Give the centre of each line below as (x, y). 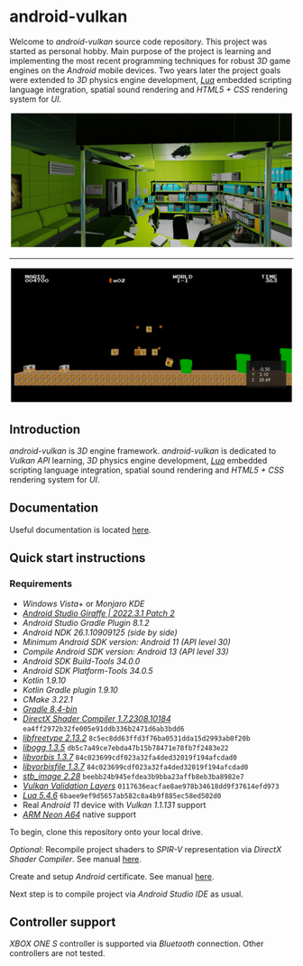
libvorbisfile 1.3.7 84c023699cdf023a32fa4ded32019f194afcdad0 (135, 766)
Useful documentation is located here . (80, 529)
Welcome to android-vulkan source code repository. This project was (138, 41)
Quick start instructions (78, 558)
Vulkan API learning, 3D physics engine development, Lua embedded (138, 461)
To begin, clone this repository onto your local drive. (106, 832)
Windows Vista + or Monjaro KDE (83, 603)
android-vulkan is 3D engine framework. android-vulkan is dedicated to (143, 451)
